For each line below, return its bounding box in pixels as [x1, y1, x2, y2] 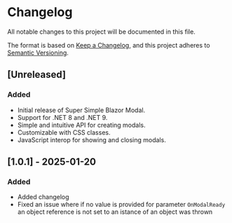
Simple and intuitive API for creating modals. [17, 121, 146, 129]
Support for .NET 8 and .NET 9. [17, 113, 108, 121]
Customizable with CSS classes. [17, 128, 111, 137]
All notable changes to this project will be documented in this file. [7, 27, 196, 36]
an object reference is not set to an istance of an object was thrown [17, 208, 213, 216]
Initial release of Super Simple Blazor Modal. [17, 106, 146, 114]
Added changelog [17, 193, 69, 201]
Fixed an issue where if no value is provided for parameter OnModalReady [17, 201, 226, 209]
